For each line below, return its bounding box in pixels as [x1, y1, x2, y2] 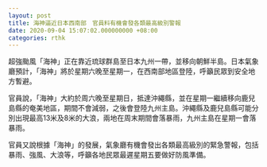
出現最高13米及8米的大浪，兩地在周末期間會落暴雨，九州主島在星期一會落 [14, 113, 257, 123]
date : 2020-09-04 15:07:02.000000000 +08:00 [8, 26, 158, 34]
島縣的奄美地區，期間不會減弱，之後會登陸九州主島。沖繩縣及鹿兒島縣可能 [8, 103, 252, 113]
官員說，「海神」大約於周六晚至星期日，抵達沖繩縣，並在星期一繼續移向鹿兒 [8, 93, 256, 103]
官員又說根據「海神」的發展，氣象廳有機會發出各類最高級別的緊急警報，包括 [8, 140, 259, 150]
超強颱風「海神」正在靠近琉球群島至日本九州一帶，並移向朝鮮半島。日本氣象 [8, 56, 259, 66]
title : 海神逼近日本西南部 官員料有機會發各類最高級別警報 [8, 19, 181, 27]
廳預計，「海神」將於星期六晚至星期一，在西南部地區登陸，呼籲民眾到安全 [8, 67, 249, 76]
